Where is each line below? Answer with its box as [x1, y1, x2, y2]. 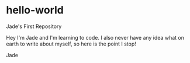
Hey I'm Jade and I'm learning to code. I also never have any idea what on [6, 34, 184, 41]
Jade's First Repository [6, 23, 62, 30]
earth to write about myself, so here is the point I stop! [6, 40, 136, 47]
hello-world [6, 3, 64, 17]
